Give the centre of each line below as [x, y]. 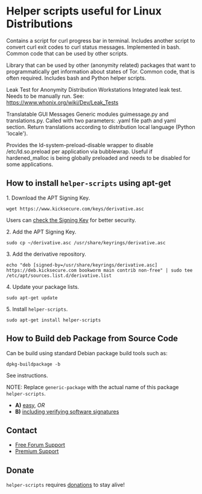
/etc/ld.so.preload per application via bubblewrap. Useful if [79, 151]
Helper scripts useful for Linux [84, 11]
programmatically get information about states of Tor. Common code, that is [100, 71]
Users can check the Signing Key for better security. [71, 220]
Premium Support [37, 451]
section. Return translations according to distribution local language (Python [101, 127]
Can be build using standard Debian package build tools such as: [87, 353]
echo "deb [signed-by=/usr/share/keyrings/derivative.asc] [82, 265]
